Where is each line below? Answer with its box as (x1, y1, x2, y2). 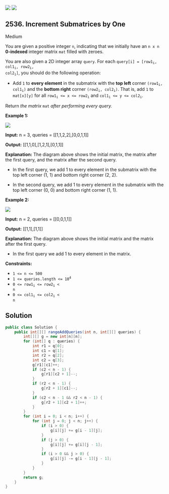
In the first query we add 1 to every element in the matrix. (12, 251, 132, 257)
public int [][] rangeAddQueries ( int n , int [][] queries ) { (14, 330, 141, 335)
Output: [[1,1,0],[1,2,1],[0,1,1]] (5, 142, 64, 148)
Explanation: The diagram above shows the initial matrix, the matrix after (5, 151, 157, 157)
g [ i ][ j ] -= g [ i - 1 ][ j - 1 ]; (50, 456, 112, 461)
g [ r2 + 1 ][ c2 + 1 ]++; (41, 400, 87, 405)
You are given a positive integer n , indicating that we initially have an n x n (5, 43, 160, 49)
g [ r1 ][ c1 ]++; (32, 362, 60, 367)
